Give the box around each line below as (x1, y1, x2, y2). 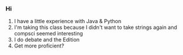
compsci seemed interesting (14, 30, 84, 37)
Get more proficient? (14, 42, 64, 49)
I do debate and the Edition (14, 36, 80, 43)
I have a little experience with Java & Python (14, 18, 122, 25)
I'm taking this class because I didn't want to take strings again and (14, 24, 178, 31)
